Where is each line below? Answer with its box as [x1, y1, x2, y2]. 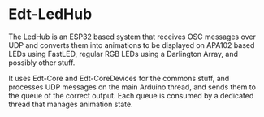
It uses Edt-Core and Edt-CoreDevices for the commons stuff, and [8, 73, 230, 83]
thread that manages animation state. [8, 99, 133, 109]
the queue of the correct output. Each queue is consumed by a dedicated [8, 90, 254, 100]
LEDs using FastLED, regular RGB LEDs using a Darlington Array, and [8, 49, 238, 58]
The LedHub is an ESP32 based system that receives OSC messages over [8, 32, 256, 41]
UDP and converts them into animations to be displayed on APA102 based [8, 40, 255, 50]
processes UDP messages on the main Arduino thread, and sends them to [8, 82, 256, 92]
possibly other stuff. [8, 58, 76, 67]
